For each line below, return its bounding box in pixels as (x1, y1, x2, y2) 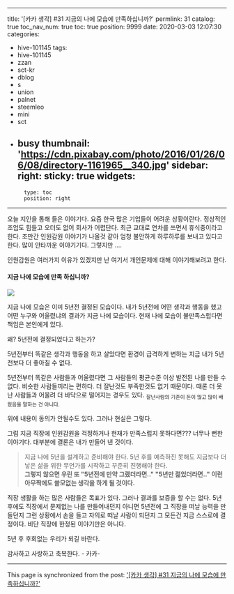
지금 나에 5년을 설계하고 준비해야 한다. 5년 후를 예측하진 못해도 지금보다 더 (24, 452, 227, 461)
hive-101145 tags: (17, 43, 68, 52)
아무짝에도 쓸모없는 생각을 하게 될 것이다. (24, 478, 135, 487)
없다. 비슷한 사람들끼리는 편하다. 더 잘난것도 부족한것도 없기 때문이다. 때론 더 (7, 382, 215, 390)
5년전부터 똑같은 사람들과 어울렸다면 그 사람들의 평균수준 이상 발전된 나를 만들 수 (7, 374, 226, 382)
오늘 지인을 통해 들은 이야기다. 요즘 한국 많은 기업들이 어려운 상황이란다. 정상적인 (7, 214, 226, 223)
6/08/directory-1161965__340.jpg (17, 160, 166, 172)
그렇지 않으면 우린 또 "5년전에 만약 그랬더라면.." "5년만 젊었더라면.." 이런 (24, 470, 223, 478)
